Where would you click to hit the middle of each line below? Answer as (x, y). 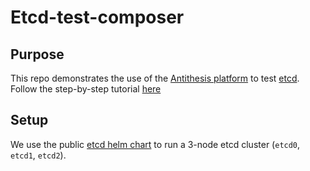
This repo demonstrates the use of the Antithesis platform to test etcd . (155, 78)
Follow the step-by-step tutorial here (86, 89)
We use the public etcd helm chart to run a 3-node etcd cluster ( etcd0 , (155, 144)
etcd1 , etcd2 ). (38, 155)
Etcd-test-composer (97, 17)
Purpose (37, 54)
